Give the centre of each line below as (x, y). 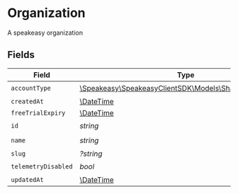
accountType (31, 89)
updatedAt (27, 179)
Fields (21, 55)
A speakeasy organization (45, 33)
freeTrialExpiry (38, 113)
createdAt (27, 101)
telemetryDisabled (42, 167)
